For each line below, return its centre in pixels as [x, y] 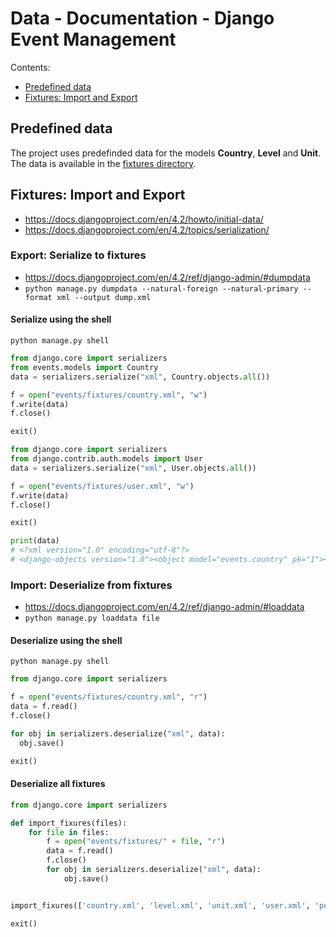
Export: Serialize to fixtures [78, 255]
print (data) [35, 541]
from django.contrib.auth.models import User [106, 459]
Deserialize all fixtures [58, 784]
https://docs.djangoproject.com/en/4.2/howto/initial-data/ [144, 219]
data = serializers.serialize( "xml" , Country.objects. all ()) [140, 377]
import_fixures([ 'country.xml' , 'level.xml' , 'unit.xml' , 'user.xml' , [160, 905]
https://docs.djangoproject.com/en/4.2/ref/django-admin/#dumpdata [167, 277]
